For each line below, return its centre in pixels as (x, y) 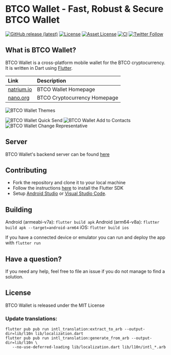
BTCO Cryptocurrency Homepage (78, 97)
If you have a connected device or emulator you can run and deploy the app (85, 238)
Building (19, 210)
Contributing (26, 170)
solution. (15, 277)
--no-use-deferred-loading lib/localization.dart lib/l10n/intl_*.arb (89, 347)
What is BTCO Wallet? (41, 50)
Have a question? (34, 259)
